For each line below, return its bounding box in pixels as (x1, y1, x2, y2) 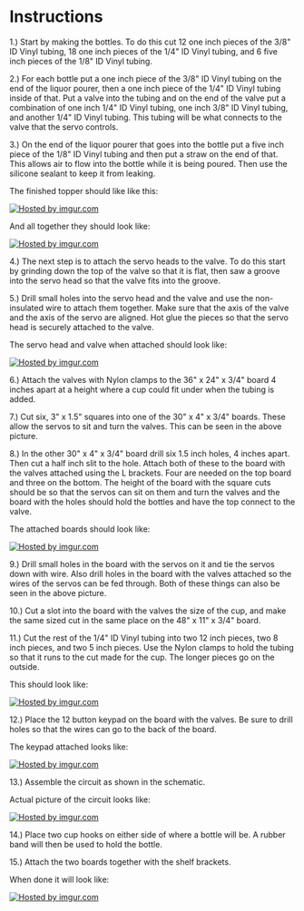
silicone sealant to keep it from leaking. (9, 168, 156, 179)
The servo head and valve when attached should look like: (9, 338, 228, 350)
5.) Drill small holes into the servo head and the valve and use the (9, 292, 254, 303)
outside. (9, 661, 40, 672)
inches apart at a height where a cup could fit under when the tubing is (9, 384, 275, 395)
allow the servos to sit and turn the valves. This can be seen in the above (9, 420, 282, 432)
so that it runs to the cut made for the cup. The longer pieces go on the (9, 651, 275, 662)
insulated (9, 302, 44, 313)
